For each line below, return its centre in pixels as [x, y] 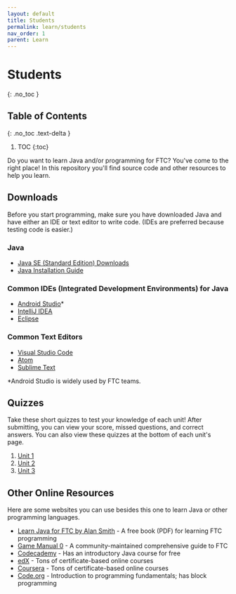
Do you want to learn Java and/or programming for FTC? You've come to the [118, 160]
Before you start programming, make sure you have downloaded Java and [114, 214]
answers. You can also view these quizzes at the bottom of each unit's [109, 435]
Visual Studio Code [45, 352]
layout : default [31, 14]
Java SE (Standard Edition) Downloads [73, 263]
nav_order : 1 [26, 33]
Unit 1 [26, 456]
